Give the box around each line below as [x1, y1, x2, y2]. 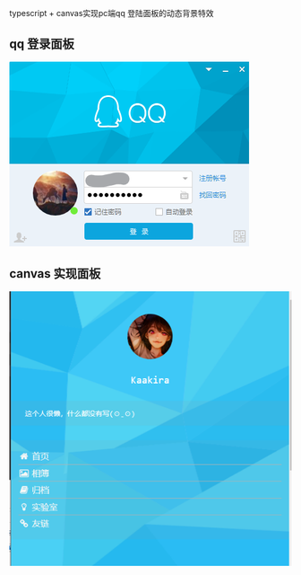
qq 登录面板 [9, 37, 74, 52]
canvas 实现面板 [9, 266, 101, 281]
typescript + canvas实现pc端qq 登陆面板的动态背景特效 [9, 8, 214, 18]
